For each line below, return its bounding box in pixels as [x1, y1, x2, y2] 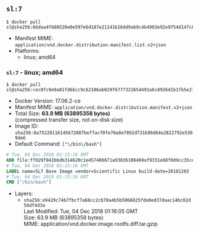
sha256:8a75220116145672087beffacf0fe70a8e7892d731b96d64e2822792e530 [14, 130, 193, 136]
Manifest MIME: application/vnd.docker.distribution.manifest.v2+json [14, 104, 192, 111]
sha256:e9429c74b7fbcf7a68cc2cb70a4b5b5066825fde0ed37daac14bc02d [23, 197, 191, 203]
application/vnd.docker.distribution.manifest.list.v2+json [14, 42, 166, 48]
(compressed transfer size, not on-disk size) [14, 116, 123, 123]
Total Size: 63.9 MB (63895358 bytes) [14, 110, 111, 117]
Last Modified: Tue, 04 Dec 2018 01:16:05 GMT [23, 208, 138, 215]
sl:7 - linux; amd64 [6, 68, 63, 76]
